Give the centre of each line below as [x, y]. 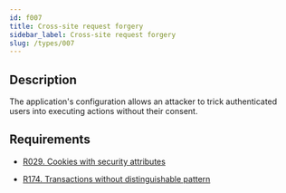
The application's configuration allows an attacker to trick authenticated [143, 101]
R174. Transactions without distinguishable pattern [116, 179]
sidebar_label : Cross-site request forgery [93, 34]
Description [43, 79]
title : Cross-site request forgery [76, 26]
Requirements [50, 140]
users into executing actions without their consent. [104, 111]
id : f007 [26, 18]
